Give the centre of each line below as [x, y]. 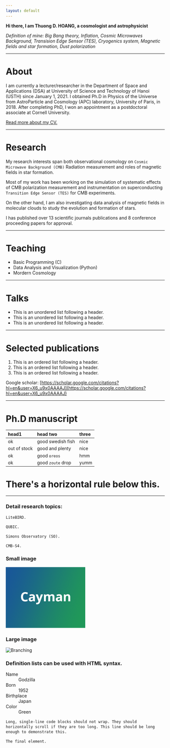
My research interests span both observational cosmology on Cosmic [77, 161]
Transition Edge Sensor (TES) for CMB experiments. [61, 193]
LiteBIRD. [16, 518]
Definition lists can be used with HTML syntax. [64, 663]
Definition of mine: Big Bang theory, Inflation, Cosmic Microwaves [74, 35]
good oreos [49, 455]
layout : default [23, 11]
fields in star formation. [30, 172]
